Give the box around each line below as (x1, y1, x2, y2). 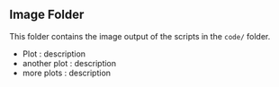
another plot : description (22, 57, 117, 68)
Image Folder (9, 7, 85, 22)
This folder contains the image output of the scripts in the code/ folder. (9, 30, 271, 41)
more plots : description (22, 67, 111, 78)
